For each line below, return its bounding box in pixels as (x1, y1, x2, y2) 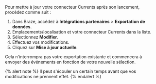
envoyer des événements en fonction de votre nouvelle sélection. (5, 59, 136, 65)
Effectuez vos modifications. (12, 39, 69, 45)
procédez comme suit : (5, 9, 51, 15)
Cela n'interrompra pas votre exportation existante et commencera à (5, 54, 142, 60)
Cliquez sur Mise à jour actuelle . (12, 45, 78, 50)
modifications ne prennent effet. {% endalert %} (5, 74, 102, 79)
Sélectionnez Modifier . (12, 34, 58, 40)
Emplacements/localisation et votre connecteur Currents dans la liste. (12, 29, 152, 34)
